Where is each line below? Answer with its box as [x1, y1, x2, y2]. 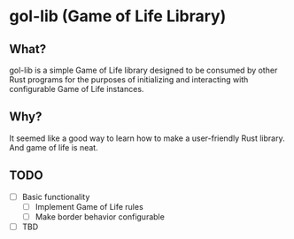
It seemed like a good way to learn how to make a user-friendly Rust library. [9, 133, 285, 143]
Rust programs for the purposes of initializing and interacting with [9, 74, 249, 85]
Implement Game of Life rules [35, 201, 143, 212]
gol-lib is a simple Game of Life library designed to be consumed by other [9, 65, 278, 75]
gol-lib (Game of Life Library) [9, 6, 227, 27]
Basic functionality [21, 191, 90, 202]
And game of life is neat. [9, 142, 99, 152]
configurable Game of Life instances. [9, 84, 144, 94]
